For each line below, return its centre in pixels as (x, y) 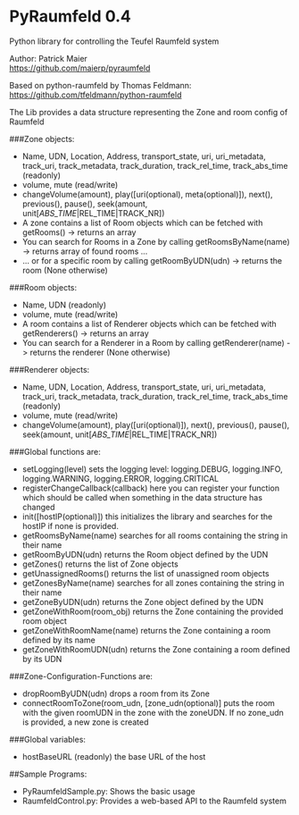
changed (38, 507)
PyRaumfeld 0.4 (70, 17)
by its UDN (42, 659)
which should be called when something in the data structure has (142, 497)
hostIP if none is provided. (70, 525)
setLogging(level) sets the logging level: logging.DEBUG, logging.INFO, (152, 469)
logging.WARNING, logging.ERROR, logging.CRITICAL (120, 478)
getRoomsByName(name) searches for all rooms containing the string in (155, 535)
